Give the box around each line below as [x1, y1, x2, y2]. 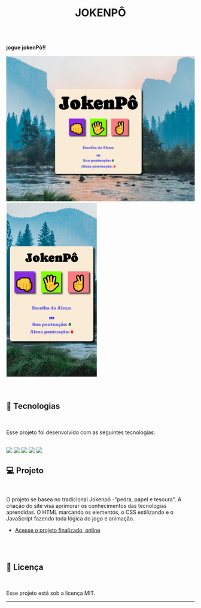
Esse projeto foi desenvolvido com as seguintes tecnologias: [6, 429, 156, 436]
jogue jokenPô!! [6, 44, 46, 51]
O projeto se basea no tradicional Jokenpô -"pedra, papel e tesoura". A [6, 496, 182, 503]
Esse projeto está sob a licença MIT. [6, 589, 96, 597]
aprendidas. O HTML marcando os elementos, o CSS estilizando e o [6, 508, 173, 516]
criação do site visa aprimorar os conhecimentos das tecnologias [6, 502, 167, 510]
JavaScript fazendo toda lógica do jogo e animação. [6, 515, 135, 522]
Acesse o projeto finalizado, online [14, 526, 100, 534]
